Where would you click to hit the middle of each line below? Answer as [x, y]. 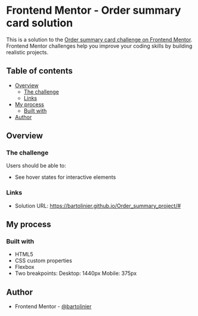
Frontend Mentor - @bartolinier [53, 306]
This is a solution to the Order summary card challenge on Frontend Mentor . [99, 39]
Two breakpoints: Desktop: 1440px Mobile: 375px [76, 273]
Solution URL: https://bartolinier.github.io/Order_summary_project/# [98, 206]
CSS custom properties [44, 261]
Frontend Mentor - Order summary [94, 10]
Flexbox [24, 267]
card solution [40, 23]
